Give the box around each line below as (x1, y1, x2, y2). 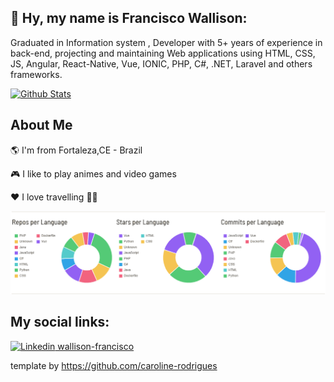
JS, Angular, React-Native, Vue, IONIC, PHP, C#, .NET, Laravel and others (10, 57, 313, 70)
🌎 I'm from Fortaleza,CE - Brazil (10, 144, 143, 156)
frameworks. (10, 68, 63, 80)
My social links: (10, 314, 110, 331)
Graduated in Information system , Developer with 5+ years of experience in (10, 36, 323, 48)
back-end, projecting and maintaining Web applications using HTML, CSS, (10, 47, 316, 59)
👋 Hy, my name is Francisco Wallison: (10, 10, 248, 27)
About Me (10, 117, 73, 134)
